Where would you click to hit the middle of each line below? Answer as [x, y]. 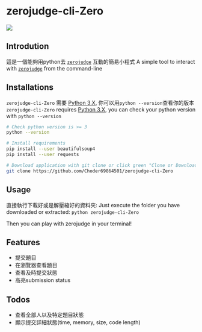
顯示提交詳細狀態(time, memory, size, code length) [78, 322]
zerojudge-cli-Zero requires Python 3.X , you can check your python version [101, 109]
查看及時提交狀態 [36, 273]
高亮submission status [43, 280]
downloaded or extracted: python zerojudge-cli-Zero [73, 211]
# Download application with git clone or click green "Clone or [90, 165]
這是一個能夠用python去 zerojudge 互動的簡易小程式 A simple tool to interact [101, 61]
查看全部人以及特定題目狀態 [49, 315]
